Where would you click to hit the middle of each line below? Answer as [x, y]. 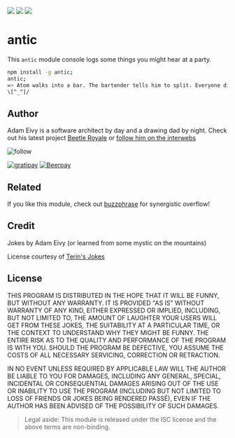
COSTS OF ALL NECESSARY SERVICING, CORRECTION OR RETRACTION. [114, 355]
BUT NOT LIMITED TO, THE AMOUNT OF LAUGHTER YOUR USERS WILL [112, 317]
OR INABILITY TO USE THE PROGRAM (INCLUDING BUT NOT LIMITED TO [114, 391]
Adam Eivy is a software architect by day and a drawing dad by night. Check [117, 130]
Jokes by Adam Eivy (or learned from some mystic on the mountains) [107, 242]
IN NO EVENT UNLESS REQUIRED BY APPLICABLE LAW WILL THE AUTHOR [116, 369]
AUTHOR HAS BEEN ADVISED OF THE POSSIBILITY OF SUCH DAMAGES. [113, 406]
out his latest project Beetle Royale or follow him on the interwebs [102, 138]
